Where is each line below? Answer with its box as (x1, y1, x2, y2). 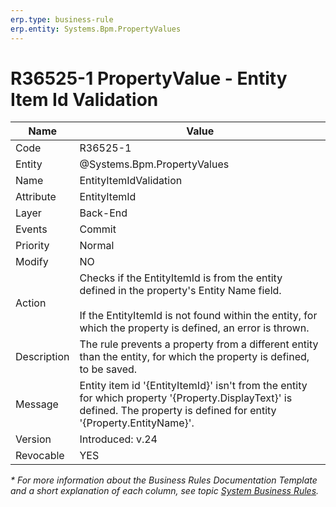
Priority (15, 239, 50, 253)
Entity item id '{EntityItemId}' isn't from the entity (79, 379, 308, 393)
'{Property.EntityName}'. (79, 416, 195, 430)
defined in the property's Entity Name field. (79, 284, 282, 298)
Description (15, 350, 70, 364)
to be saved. (79, 362, 138, 376)
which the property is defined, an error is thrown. (79, 321, 310, 335)
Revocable (15, 449, 65, 463)
